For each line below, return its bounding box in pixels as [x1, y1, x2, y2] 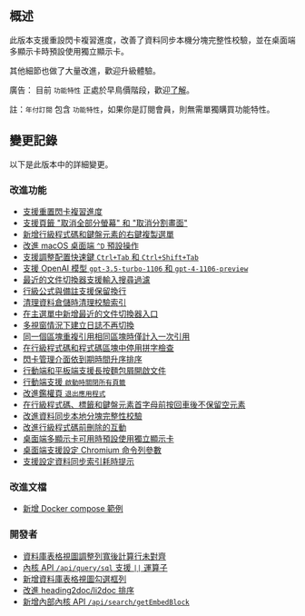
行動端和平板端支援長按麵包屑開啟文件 [22, 364, 166, 375]
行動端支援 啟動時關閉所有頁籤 [22, 376, 126, 387]
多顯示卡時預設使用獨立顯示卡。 [9, 45, 129, 56]
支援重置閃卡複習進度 [22, 205, 103, 216]
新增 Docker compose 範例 [22, 503, 124, 514]
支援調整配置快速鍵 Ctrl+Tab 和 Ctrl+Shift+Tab [22, 251, 200, 262]
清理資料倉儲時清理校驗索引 [22, 296, 127, 307]
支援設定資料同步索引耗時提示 [22, 455, 134, 466]
